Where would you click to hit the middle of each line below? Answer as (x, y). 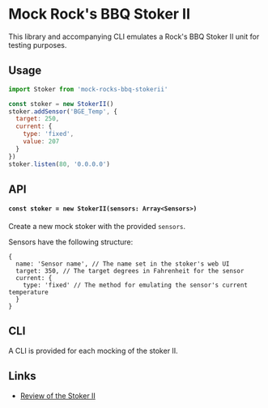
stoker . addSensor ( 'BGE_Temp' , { (63, 111)
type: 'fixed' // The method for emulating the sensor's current (136, 285)
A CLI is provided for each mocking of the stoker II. (93, 351)
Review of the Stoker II (57, 395)
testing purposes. (38, 45)
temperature (28, 292)
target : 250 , (38, 119)
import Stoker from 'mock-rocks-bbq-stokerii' (88, 89)
